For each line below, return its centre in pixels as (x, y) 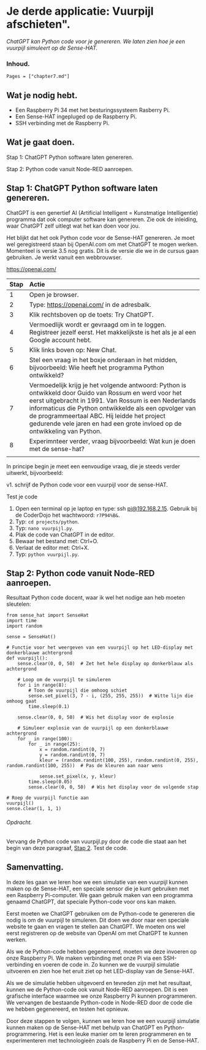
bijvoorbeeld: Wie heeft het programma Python (97, 368)
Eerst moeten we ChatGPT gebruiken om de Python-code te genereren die (101, 913)
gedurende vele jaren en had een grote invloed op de (105, 423)
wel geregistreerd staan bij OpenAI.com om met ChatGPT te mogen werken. (102, 244)
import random (25, 626)
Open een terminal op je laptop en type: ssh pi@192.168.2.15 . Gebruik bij (106, 508)
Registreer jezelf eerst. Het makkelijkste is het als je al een (113, 332)
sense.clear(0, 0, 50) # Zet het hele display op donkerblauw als (105, 664)
